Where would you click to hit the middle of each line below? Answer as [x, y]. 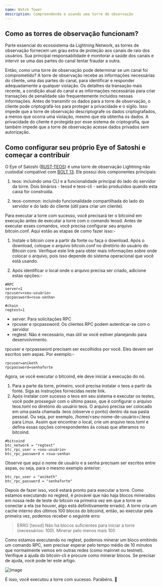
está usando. [25, 261]
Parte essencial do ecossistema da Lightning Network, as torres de [72, 45]
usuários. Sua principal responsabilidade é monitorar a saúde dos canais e [80, 56]
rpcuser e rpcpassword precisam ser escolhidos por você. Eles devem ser [79, 349]
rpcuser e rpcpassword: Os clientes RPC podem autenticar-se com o [81, 324]
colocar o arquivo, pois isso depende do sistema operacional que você [83, 256]
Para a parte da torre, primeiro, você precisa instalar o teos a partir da [82, 386]
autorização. [17, 132]
